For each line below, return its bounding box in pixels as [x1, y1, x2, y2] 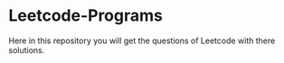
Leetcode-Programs [8, 5, 164, 26]
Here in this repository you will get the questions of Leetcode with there [8, 35, 276, 46]
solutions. [8, 44, 45, 55]
